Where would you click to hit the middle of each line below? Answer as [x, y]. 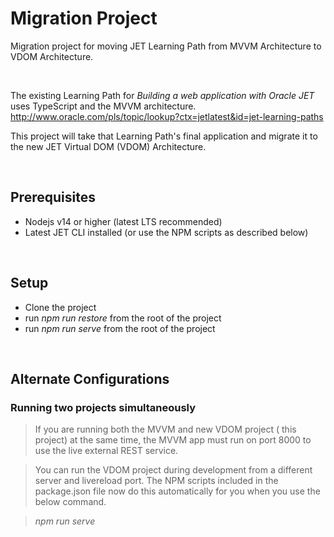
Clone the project [60, 307]
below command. [70, 502]
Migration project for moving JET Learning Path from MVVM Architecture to [166, 46]
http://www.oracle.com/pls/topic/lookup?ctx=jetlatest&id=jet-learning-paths [167, 116]
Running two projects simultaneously [103, 407]
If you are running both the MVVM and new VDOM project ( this [165, 429]
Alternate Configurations [90, 378]
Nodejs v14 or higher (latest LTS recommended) [123, 221]
